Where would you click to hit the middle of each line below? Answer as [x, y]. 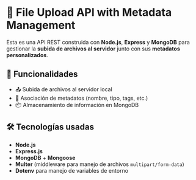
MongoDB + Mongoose [45, 157]
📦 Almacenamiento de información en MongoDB [77, 105]
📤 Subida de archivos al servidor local [64, 89]
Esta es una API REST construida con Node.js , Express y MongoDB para [98, 42]
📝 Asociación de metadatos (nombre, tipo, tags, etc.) [82, 98]
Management [41, 25]
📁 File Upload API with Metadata [89, 12]
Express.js [29, 151]
